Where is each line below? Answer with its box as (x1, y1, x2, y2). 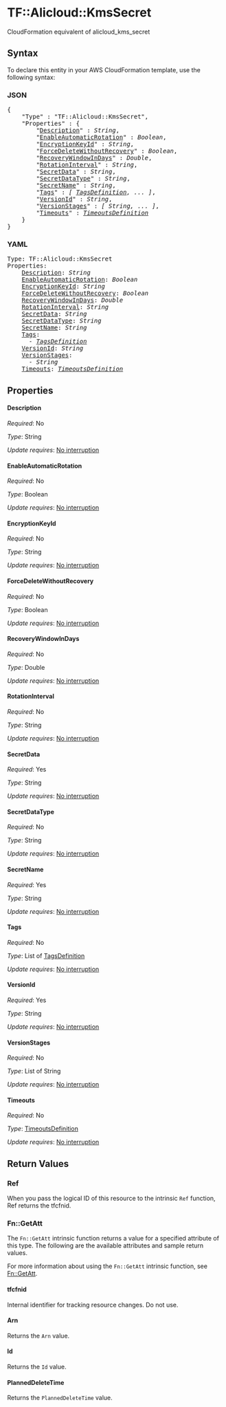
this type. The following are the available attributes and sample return (7, 1241, 204, 1250)
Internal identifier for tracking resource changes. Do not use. (7, 1300, 179, 1309)
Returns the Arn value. (7, 1331, 70, 1340)
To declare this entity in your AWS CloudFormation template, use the (7, 65, 201, 74)
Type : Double (7, 663, 45, 671)
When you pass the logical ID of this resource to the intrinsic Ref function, (7, 1195, 216, 1203)
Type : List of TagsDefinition (7, 951, 85, 960)
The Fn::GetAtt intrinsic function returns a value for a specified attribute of (7, 1234, 220, 1243)
